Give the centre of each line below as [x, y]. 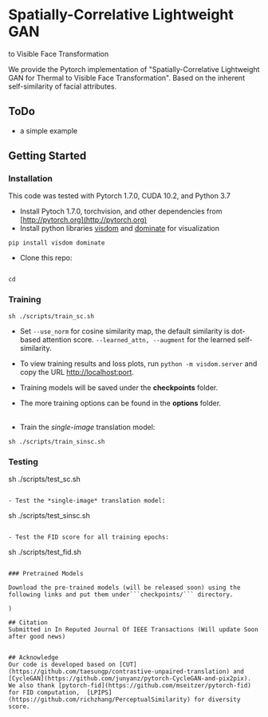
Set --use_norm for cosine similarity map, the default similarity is [124, 331]
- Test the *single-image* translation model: [87, 501]
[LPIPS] [99, 693]
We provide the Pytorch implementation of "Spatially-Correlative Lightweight [134, 69]
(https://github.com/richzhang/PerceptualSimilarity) [100, 700]
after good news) [37, 637]
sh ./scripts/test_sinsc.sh [49, 516]
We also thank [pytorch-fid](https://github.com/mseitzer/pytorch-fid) [130, 686]
